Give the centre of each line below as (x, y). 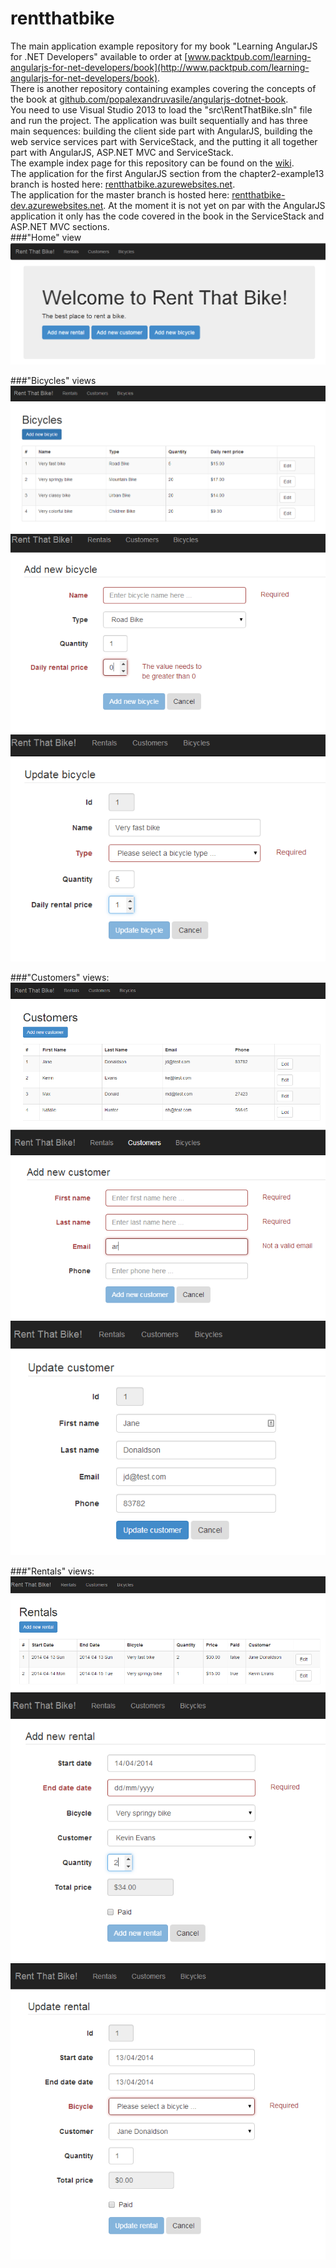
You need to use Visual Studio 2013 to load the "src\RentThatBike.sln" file (161, 109)
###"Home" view (46, 237)
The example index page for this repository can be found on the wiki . (152, 163)
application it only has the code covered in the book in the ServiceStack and (167, 216)
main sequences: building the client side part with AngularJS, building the (161, 131)
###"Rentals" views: (52, 1571)
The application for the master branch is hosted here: (120, 194)
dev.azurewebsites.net (57, 205)
